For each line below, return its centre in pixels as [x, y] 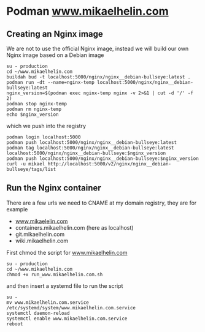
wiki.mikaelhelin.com [42, 241]
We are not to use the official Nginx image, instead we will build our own [98, 48]
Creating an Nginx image [55, 34]
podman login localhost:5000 [44, 137]
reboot [15, 324]
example [17, 209]
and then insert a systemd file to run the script [65, 285]
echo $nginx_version [33, 115]
